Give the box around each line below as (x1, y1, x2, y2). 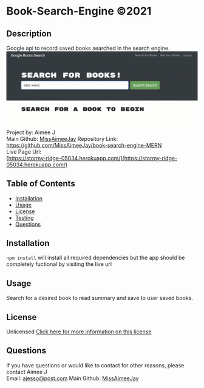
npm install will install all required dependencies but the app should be (6, 254, 185, 262)
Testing (15, 214, 35, 221)
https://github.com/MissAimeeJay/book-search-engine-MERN (6, 141, 162, 149)
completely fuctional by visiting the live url (6, 260, 112, 268)
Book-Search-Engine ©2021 (6, 4, 152, 18)
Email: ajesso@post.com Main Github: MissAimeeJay (6, 375, 139, 382)
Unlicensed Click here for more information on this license (6, 328, 152, 335)
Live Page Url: (6, 148, 41, 155)
